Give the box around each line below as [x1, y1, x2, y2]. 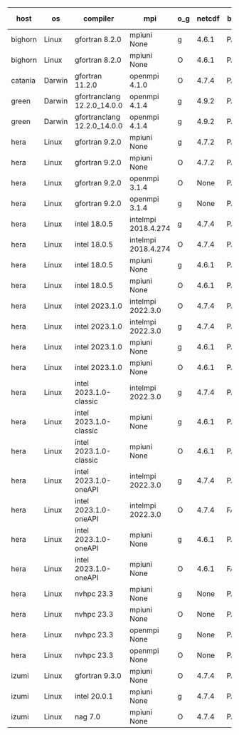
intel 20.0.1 [74, 692, 114, 701]
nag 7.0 [74, 712, 101, 721]
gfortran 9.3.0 [74, 671, 122, 680]
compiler [83, 14, 115, 24]
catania [11, 76, 36, 85]
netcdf [196, 14, 221, 24]
